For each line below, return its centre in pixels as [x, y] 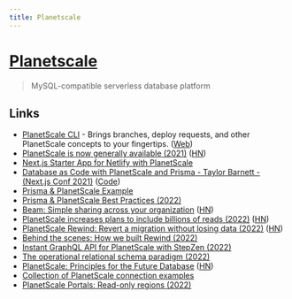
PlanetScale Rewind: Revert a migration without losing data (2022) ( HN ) [152, 229]
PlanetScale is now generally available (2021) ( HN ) [114, 153]
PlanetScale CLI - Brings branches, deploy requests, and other [136, 134]
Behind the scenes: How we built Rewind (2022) [110, 238]
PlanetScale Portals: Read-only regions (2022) [107, 285]
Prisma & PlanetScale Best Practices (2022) [102, 201]
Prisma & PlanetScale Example [77, 191]
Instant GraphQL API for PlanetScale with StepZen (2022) [127, 248]
